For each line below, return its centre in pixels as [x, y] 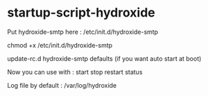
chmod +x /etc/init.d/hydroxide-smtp [60, 45]
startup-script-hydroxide [81, 13]
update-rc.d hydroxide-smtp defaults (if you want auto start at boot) [104, 58]
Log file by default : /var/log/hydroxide [62, 85]
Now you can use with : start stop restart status [75, 72]
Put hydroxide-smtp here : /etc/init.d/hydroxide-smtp [83, 32]
